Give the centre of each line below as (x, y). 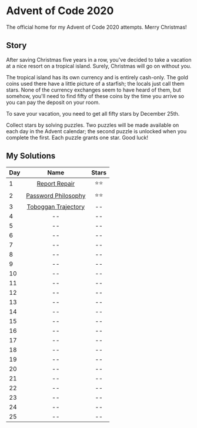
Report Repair (56, 184)
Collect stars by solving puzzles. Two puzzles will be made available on (93, 125)
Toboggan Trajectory (56, 207)
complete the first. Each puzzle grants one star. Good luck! (77, 137)
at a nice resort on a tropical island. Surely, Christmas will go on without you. (99, 66)
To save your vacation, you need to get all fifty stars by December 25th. (93, 113)
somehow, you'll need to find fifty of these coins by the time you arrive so (95, 96)
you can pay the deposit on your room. (53, 102)
